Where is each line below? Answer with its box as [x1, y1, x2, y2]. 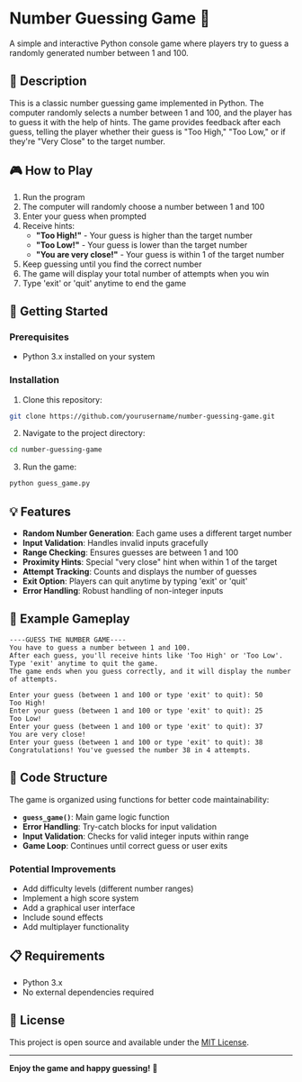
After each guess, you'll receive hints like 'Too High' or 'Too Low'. [9, 650, 283, 660]
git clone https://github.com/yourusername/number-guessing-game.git [9, 412, 276, 421]
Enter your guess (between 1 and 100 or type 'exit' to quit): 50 [9, 690, 263, 699]
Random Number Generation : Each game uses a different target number [22, 527, 292, 539]
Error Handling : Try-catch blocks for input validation [22, 821, 218, 832]
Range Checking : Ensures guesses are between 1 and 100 [22, 547, 239, 558]
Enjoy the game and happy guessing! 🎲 [9, 1062, 158, 1073]
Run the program [22, 191, 85, 202]
